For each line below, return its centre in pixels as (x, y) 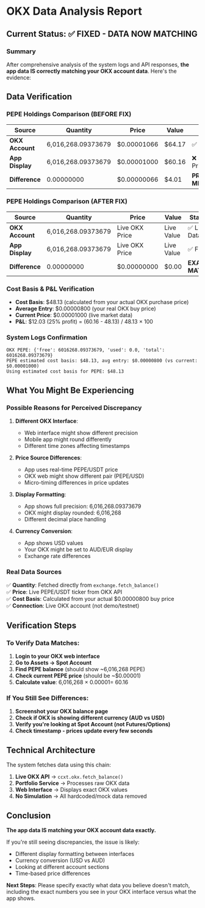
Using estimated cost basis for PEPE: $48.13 (65, 371)
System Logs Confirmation (47, 338)
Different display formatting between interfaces (75, 854)
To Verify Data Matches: (43, 642)
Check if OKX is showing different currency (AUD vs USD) (90, 718)
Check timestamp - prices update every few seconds (84, 731)
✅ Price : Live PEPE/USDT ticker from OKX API (64, 592)
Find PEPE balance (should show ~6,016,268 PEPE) (80, 669)
